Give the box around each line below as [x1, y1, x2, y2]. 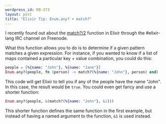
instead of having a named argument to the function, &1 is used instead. [5, 113, 152, 119]
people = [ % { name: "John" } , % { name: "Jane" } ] [5, 65, 101, 70]
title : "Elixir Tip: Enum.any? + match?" [5, 16, 92, 21]
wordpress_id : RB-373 [5, 7, 50, 12]
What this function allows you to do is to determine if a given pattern [5, 45, 145, 51]
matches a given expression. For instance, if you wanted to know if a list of [5, 50, 158, 56]
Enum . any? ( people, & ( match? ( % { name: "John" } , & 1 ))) [5, 99, 114, 104]
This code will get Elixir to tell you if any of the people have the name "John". [5, 79, 162, 85]
